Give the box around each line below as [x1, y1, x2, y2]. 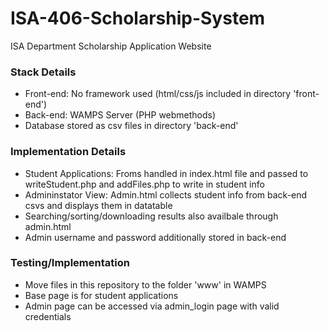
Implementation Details [10, 145, 127, 159]
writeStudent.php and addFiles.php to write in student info [24, 178, 265, 190]
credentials [24, 310, 72, 322]
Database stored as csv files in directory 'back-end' [24, 120, 239, 132]
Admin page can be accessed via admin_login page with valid [24, 300, 280, 312]
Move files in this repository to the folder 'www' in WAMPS [24, 278, 267, 291]
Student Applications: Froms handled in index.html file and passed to [24, 167, 309, 179]
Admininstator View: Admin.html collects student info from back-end [24, 188, 308, 201]
